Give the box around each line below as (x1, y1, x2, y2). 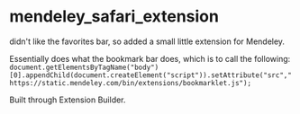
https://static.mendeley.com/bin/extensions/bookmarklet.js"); (9, 78, 252, 87)
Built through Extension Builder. (9, 94, 126, 105)
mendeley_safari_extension (9, 6, 219, 27)
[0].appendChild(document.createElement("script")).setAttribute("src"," (9, 70, 293, 80)
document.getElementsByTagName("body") (9, 63, 159, 72)
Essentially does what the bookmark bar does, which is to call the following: (9, 53, 291, 64)
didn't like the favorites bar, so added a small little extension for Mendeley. (9, 36, 286, 47)
